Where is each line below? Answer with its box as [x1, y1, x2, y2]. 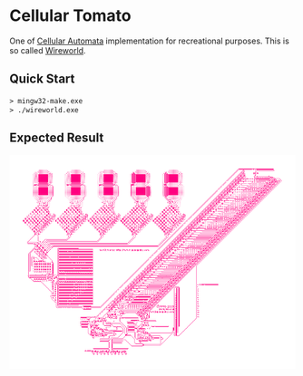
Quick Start [9, 72, 75, 87]
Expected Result [9, 130, 104, 146]
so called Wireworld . [9, 44, 86, 55]
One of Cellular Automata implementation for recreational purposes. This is [9, 35, 290, 46]
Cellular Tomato [9, 5, 132, 26]
